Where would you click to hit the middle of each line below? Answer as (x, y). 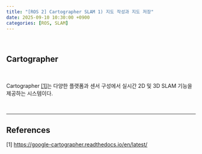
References (28, 130)
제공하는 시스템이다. (29, 93)
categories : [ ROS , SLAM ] (37, 23)
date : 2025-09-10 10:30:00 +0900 (48, 17)
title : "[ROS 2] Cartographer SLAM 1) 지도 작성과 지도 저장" (80, 12)
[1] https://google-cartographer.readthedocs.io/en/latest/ (77, 144)
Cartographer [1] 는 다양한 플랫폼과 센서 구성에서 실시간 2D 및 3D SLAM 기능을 (99, 86)
